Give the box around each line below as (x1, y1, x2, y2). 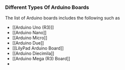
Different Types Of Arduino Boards (5, 4, 89, 11)
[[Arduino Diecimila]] (12, 50, 54, 56)
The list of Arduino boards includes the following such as (5, 15, 120, 21)
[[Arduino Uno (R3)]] (12, 24, 54, 30)
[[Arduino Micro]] (12, 35, 48, 41)
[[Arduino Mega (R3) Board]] (12, 56, 70, 62)
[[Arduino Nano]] (12, 30, 47, 36)
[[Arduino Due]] (12, 40, 44, 46)
